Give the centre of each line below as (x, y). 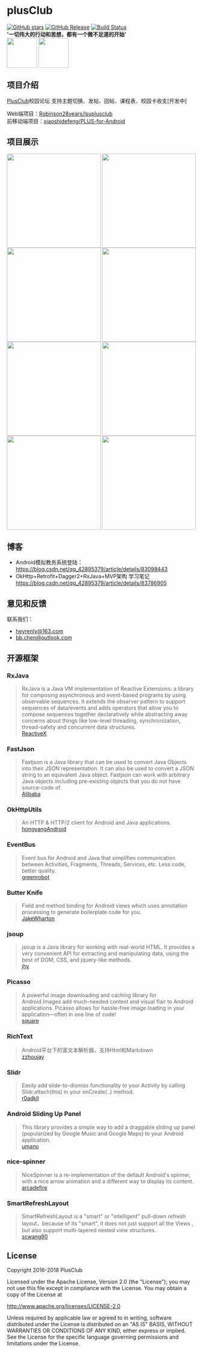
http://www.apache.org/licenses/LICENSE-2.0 (64, 1306)
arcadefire (34, 1187)
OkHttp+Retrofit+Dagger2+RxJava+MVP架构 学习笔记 (82, 576)
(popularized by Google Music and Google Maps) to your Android (103, 1133)
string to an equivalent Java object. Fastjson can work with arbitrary (106, 775)
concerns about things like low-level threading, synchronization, (101, 720)
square (30, 1020)
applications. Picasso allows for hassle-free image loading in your (103, 1008)
